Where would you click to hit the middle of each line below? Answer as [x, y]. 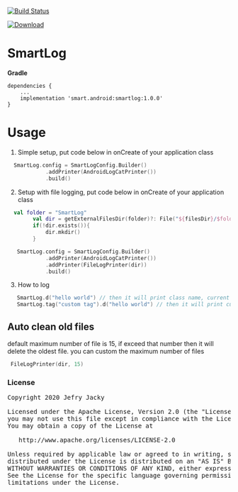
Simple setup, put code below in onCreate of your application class [115, 152]
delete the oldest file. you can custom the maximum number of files [106, 351]
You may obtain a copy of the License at [80, 426]
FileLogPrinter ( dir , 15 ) [47, 364]
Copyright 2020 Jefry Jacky [56, 398]
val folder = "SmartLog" [50, 213]
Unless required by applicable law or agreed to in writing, [116, 454]
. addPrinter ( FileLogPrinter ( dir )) [96, 265]
